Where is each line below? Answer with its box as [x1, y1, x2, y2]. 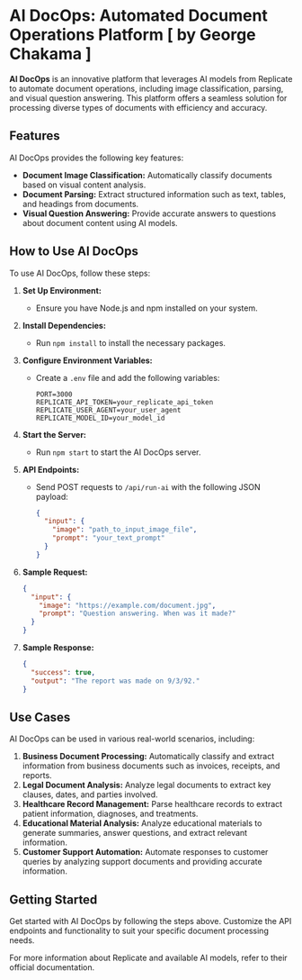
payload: [35, 491, 69, 502]
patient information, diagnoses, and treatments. [22, 808, 199, 820]
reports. [22, 770, 52, 781]
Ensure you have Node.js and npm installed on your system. [35, 303, 258, 313]
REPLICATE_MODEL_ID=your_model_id [35, 413, 165, 422]
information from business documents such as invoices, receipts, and [22, 760, 280, 771]
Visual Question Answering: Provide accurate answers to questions [22, 208, 277, 219]
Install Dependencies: [22, 320, 106, 331]
